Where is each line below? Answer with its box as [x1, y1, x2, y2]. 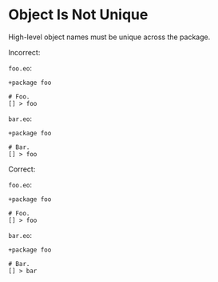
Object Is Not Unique [8, 6, 149, 24]
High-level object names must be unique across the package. [8, 32, 211, 42]
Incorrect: [8, 47, 41, 57]
